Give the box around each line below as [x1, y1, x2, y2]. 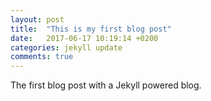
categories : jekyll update [10, 42, 123, 53]
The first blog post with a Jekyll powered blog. [10, 79, 202, 91]
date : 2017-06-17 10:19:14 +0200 [10, 33, 159, 43]
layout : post [10, 14, 65, 25]
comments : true [10, 52, 74, 62]
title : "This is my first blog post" [10, 24, 172, 34]
